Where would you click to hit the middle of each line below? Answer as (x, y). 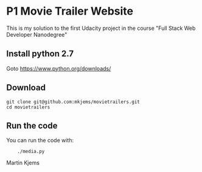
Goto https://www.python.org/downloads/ (59, 68)
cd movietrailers (28, 107)
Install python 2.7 (40, 54)
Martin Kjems (23, 163)
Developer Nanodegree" (37, 34)
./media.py (31, 152)
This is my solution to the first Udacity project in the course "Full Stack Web (101, 28)
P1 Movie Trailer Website (70, 11)
